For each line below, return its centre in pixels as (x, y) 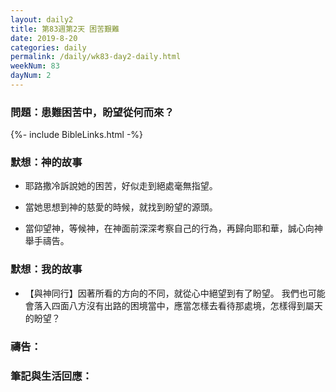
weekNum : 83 (35, 66)
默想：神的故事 (46, 163)
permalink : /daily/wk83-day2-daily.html (96, 57)
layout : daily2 (42, 19)
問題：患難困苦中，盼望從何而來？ (92, 112)
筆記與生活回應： (51, 376)
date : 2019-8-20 (44, 38)
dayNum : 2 (31, 76)
